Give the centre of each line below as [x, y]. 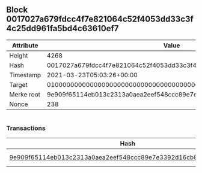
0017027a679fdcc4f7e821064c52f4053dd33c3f [100, 19]
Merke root [25, 94]
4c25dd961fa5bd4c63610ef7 [63, 28]
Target [19, 84]
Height [19, 55]
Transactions [26, 128]
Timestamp [25, 75]
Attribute [25, 45]
